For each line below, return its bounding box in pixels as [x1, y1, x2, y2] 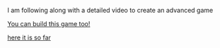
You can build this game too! [7, 20, 91, 28]
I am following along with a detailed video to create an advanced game [7, 6, 214, 14]
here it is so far [7, 33, 52, 42]
